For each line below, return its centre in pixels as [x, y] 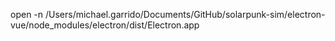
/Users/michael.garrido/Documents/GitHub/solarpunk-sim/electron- [185, 14]
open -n [27, 14]
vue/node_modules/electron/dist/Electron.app [105, 25]
